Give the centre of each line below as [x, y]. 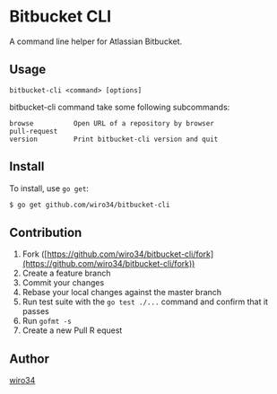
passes [35, 311]
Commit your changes [63, 283]
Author [29, 359]
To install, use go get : [49, 188]
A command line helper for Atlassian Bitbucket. [96, 41]
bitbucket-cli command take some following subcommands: [120, 107]
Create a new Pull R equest [72, 330]
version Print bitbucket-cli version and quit [114, 139]
